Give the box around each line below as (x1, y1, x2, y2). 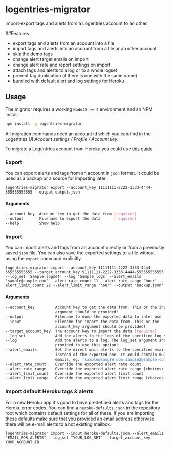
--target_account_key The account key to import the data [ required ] (5, 329, 157, 334)
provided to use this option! (55, 343, 119, 348)
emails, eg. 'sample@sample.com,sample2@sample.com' (55, 357, 168, 362)
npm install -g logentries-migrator (5, 121, 82, 126)
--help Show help (5, 221, 60, 226)
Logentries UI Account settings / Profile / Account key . (5, 136, 119, 142)
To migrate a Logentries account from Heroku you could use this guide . (5, 146, 154, 152)
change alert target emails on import (12, 56, 89, 62)
